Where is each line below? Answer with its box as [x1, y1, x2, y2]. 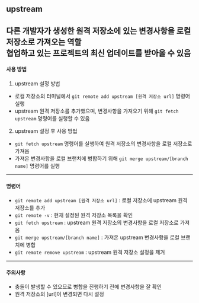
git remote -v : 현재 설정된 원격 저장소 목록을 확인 [14, 212, 133, 219]
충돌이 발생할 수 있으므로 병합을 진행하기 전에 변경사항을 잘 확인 [14, 283, 162, 291]
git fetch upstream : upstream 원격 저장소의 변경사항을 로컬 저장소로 [14, 219, 179, 227]
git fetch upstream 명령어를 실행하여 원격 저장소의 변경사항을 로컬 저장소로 [14, 140, 192, 147]
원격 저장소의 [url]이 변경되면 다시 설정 [14, 291, 105, 298]
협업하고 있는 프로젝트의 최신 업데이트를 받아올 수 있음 [6, 48, 191, 58]
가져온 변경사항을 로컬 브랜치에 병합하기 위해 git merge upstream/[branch [14, 155, 188, 162]
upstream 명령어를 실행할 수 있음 [14, 114, 90, 122]
